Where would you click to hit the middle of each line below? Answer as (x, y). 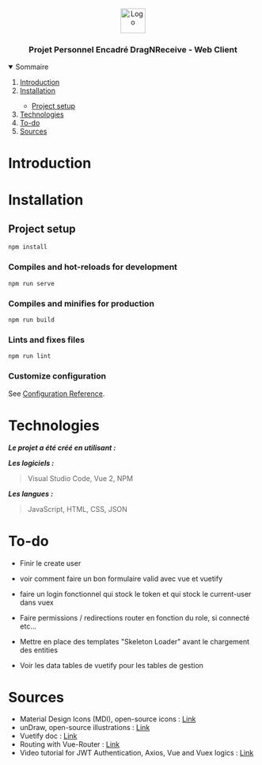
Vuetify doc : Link (48, 736)
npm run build (32, 320)
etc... (28, 626)
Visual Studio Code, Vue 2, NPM (80, 478)
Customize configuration (57, 376)
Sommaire (32, 67)
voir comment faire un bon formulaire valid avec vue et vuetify (121, 579)
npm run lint (30, 356)
